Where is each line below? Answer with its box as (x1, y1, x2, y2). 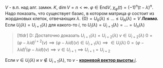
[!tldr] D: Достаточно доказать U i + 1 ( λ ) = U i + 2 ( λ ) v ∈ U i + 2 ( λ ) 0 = (17, 33, 153, 40)
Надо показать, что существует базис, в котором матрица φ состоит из (5, 11, 154, 16)
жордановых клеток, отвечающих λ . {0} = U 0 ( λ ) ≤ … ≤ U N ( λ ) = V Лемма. (5, 16, 159, 23)
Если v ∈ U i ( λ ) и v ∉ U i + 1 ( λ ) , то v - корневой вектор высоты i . (5, 57, 137, 64)
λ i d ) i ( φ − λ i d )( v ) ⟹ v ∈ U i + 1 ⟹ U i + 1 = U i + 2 (17, 46, 110, 54)
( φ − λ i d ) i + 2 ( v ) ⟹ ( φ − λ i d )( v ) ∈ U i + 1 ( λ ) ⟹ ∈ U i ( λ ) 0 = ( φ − (17, 39, 145, 47)
